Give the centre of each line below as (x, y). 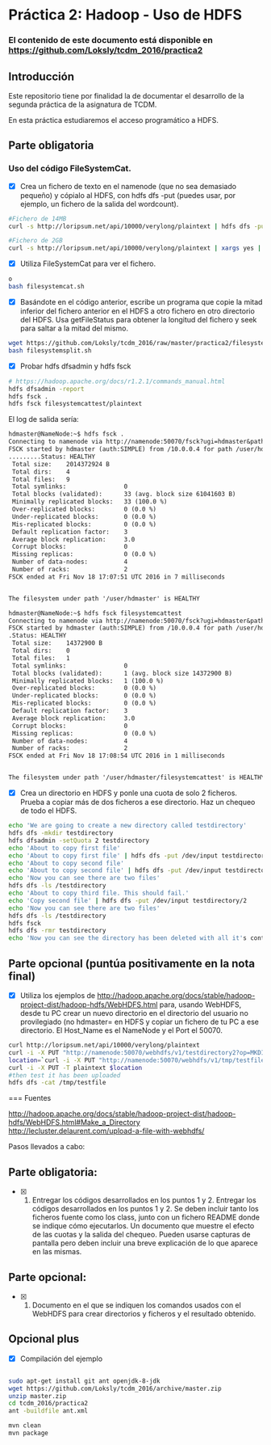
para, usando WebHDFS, (200, 1005)
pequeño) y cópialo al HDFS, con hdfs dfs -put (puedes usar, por (128, 195)
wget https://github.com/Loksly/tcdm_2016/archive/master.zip (115, 1388)
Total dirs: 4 (41, 472)
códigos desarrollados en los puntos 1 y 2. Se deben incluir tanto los (146, 1209)
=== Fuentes (30, 1098)
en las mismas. (57, 1252)
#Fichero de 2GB (35, 241)
